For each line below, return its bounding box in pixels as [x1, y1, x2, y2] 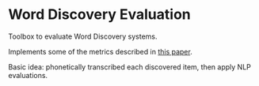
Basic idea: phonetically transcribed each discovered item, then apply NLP [8, 62, 251, 72]
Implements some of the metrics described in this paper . [8, 47, 192, 56]
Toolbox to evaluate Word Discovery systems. [8, 32, 158, 41]
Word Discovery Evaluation [8, 6, 192, 24]
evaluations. [8, 70, 48, 80]
